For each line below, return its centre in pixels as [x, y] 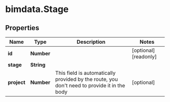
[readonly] [144, 57]
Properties [22, 28]
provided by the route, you [87, 79]
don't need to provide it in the [90, 85]
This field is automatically [86, 73]
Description [91, 42]
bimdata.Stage [37, 9]
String [38, 65]
